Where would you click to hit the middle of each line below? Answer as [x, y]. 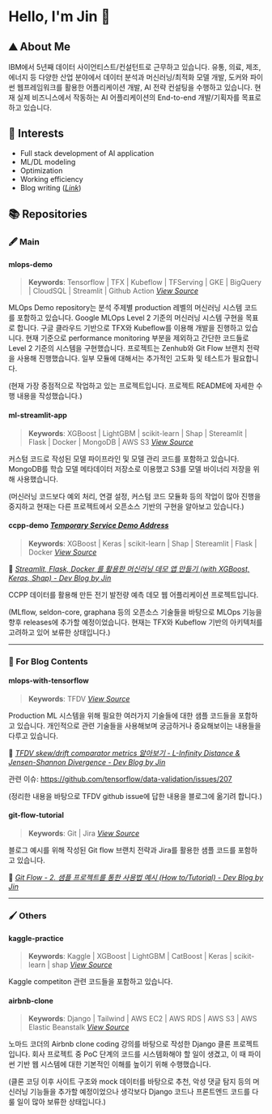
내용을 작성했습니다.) [49, 396]
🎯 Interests [36, 134]
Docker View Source [62, 552]
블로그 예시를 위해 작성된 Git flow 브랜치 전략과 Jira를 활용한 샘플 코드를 [122, 850]
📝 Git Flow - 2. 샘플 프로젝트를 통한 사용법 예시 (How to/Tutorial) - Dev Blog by [136, 878]
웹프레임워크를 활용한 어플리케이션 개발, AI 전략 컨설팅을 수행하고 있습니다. [134, 87]
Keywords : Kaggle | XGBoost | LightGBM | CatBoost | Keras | [130, 956]
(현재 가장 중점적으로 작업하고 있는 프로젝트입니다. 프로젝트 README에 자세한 [132, 386]
